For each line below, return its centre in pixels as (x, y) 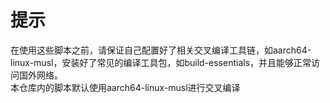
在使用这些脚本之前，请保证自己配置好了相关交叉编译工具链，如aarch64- (161, 50)
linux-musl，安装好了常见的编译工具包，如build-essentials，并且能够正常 (161, 62)
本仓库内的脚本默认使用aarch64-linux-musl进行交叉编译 (125, 87)
